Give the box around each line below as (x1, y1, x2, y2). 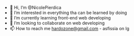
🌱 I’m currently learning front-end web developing (9, 15, 111, 20)
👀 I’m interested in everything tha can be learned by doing (9, 10, 127, 16)
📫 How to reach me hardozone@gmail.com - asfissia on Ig (9, 26, 130, 31)
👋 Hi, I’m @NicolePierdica (9, 5, 61, 10)
